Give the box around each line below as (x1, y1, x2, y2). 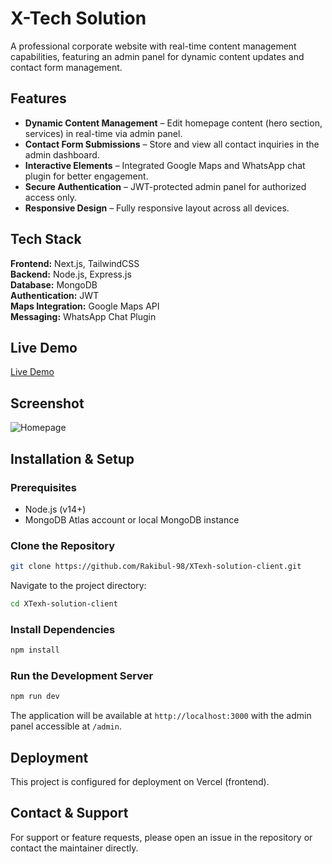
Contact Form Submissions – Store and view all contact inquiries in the (24, 138, 320, 150)
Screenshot (10, 395, 85, 412)
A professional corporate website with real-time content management (10, 40, 297, 52)
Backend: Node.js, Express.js (10, 268, 132, 280)
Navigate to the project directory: (10, 580, 147, 592)
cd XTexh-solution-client (10, 599, 118, 609)
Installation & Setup (10, 450, 135, 467)
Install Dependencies (10, 622, 116, 636)
